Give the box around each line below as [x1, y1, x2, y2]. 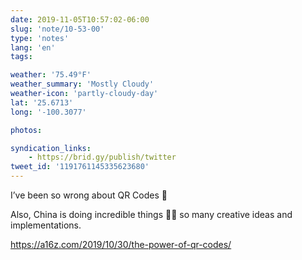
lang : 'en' [10, 42, 56, 53]
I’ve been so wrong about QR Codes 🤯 [10, 189, 168, 201]
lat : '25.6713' [10, 97, 74, 108]
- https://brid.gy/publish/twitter [28, 152, 177, 163]
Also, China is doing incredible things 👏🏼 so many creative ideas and [10, 209, 293, 220]
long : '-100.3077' [10, 107, 87, 117]
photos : [10, 125, 43, 135]
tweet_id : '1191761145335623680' [10, 162, 150, 172]
